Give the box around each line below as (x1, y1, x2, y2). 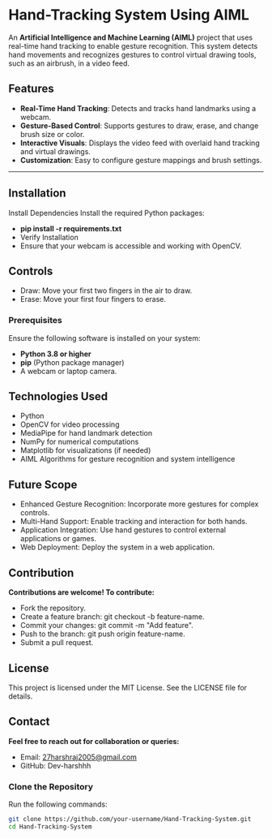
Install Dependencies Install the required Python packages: (8, 208, 205, 217)
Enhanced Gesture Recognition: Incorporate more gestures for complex (19, 499, 259, 509)
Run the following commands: (8, 799, 108, 809)
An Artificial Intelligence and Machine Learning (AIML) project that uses (8, 32, 253, 42)
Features (8, 82, 54, 96)
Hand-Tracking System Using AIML (8, 6, 249, 24)
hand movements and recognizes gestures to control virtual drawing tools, (8, 49, 257, 59)
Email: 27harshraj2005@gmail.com (19, 752, 138, 762)
